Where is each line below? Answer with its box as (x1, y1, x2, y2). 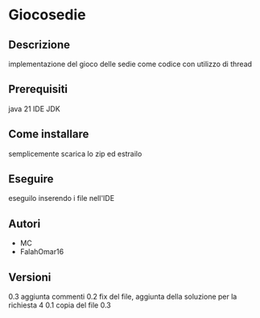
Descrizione (8, 38, 71, 52)
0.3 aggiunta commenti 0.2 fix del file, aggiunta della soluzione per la (8, 292, 237, 302)
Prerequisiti (8, 82, 68, 96)
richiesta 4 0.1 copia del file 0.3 (8, 300, 111, 310)
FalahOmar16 (19, 247, 64, 257)
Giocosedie (8, 6, 86, 24)
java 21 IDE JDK (8, 103, 60, 114)
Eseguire (8, 172, 54, 186)
